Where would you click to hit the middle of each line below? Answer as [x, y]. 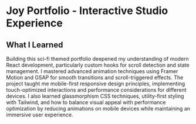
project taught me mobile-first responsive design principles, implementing [96, 84]
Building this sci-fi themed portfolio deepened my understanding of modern [97, 59]
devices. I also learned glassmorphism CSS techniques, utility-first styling [95, 96]
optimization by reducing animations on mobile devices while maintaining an [98, 108]
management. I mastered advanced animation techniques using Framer [92, 71]
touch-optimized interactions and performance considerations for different [96, 90]
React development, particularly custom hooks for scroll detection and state [98, 65]
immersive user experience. [40, 115]
